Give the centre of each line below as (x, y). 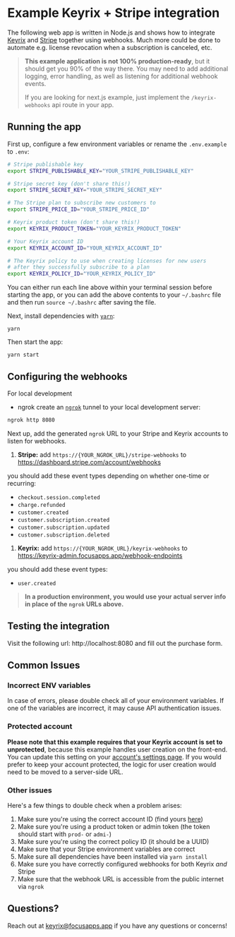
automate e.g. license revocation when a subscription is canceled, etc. (110, 47)
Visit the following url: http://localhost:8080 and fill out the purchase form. (115, 643)
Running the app (44, 127)
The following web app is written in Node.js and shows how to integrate (111, 32)
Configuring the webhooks (68, 376)
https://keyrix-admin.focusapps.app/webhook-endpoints (100, 556)
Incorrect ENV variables (49, 685)
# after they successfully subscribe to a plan (79, 267)
